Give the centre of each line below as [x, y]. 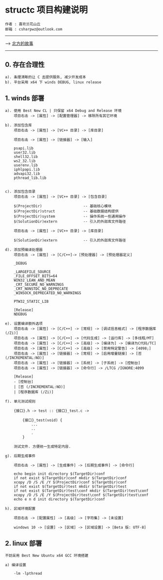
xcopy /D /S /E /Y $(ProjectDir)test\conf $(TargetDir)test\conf [81, 495]
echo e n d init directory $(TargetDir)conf [59, 499]
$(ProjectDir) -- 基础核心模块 [63, 206]
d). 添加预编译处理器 [24, 250]
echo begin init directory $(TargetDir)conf [59, 474]
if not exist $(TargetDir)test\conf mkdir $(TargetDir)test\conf [81, 491]
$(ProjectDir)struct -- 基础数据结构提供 [66, 211]
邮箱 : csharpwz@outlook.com [34, 29]
